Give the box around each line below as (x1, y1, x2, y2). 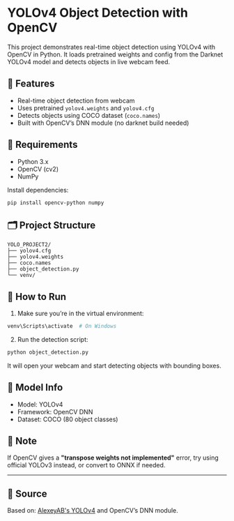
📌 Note (7, 435, 37, 447)
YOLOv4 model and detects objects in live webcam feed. (7, 57, 171, 66)
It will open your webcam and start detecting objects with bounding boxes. (7, 361, 221, 370)
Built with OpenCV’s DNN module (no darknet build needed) (17, 119, 189, 127)
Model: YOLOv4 (17, 400, 63, 409)
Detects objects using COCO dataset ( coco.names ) (17, 111, 161, 119)
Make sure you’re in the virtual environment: (17, 309, 144, 318)
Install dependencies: (7, 186, 69, 194)
